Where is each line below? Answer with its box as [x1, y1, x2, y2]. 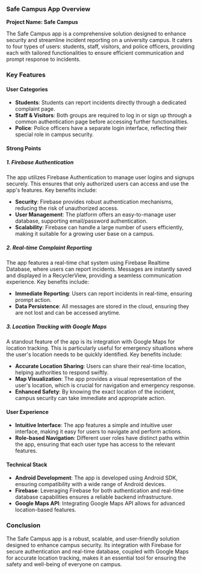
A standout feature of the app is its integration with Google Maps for [6, 338, 176, 345]
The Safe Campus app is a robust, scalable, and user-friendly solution [6, 535, 180, 542]
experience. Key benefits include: [6, 278, 89, 285]
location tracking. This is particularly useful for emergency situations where [6, 344, 194, 351]
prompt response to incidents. [6, 56, 81, 63]
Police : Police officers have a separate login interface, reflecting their [14, 125, 188, 132]
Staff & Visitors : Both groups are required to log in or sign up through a [14, 112, 192, 119]
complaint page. [14, 105, 55, 113]
